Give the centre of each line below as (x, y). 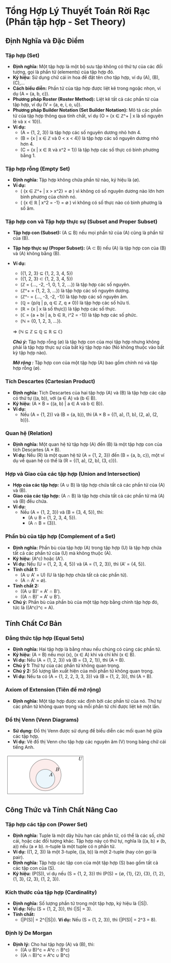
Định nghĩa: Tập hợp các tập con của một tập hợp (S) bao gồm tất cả (85, 863)
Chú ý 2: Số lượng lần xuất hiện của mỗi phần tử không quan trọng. (83, 671)
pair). (18, 857)
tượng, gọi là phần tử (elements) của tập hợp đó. (63, 72)
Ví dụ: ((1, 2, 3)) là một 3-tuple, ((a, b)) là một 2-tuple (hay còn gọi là (84, 852)
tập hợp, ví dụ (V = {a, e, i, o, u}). (47, 104)
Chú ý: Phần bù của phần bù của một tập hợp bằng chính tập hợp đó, (86, 602)
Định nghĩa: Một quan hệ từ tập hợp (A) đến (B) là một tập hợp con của (87, 444)
